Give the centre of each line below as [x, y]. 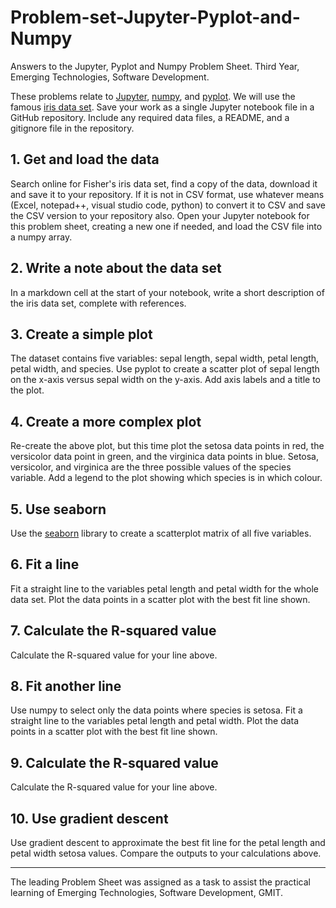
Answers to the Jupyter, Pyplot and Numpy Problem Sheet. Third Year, [155, 66]
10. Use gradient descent [89, 818]
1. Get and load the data [85, 159]
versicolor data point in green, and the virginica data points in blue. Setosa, [165, 457]
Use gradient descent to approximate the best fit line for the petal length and [168, 843]
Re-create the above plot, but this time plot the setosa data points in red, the [167, 446]
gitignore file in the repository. [72, 128]
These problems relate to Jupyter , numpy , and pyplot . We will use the [153, 96]
